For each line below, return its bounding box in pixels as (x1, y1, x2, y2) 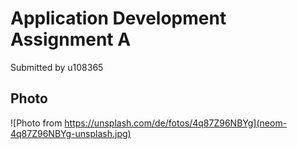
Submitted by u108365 (10, 61, 104, 73)
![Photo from (10, 117, 63, 129)
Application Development (10, 7, 227, 30)
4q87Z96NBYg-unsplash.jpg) (10, 127, 132, 139)
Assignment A (10, 28, 132, 51)
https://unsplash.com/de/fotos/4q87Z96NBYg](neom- (64, 117, 288, 129)
